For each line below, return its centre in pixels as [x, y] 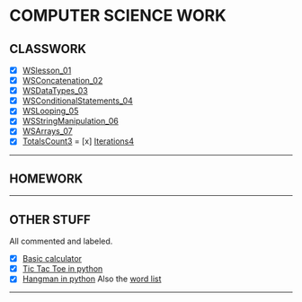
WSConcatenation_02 [62, 81]
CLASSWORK [48, 49]
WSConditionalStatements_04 [77, 101]
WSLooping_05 [50, 111]
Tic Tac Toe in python [62, 269]
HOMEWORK [46, 178]
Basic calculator [52, 259]
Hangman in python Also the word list [92, 279]
